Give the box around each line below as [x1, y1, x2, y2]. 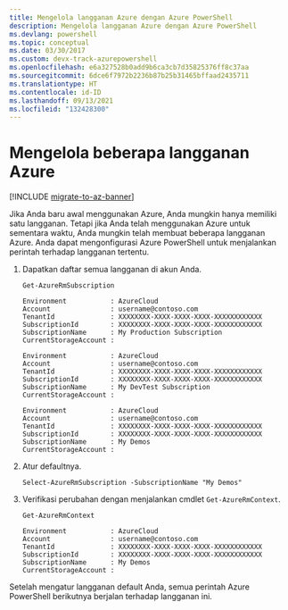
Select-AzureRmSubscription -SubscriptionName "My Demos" [21, 479, 243, 488]
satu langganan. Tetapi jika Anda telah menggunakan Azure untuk [9, 218, 251, 229]
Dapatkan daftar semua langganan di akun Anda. [21, 264, 202, 275]
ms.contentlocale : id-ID [9, 88, 102, 96]
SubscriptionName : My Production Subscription [21, 328, 223, 338]
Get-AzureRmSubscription [21, 281, 115, 290]
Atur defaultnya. [21, 461, 82, 472]
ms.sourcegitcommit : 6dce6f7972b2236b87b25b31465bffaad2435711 [9, 71, 250, 80]
